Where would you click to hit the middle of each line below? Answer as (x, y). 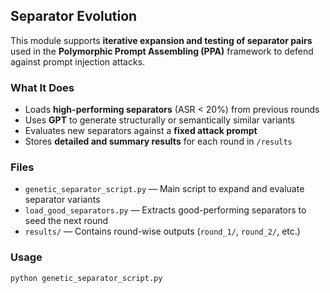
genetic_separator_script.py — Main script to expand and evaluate (164, 189)
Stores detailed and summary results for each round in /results (158, 141)
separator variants (62, 200)
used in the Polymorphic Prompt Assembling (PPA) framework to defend (162, 51)
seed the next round (66, 221)
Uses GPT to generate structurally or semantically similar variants (160, 120)
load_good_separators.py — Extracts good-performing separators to (165, 210)
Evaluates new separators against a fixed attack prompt (141, 131)
